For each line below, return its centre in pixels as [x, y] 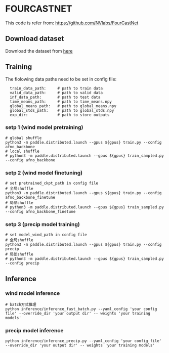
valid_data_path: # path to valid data [56, 93]
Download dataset [35, 39]
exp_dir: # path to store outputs [60, 115]
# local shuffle [22, 151]
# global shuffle [24, 138]
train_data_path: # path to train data [56, 88]
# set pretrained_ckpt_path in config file [52, 183]
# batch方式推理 [21, 305]
